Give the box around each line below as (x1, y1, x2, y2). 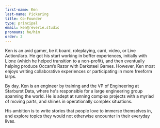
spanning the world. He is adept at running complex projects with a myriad (5, 93, 154, 99)
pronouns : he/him (5, 30, 40, 35)
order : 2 (5, 35, 23, 39)
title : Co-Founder (5, 16, 42, 21)
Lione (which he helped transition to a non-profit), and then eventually (5, 58, 145, 64)
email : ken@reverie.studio (5, 25, 60, 30)
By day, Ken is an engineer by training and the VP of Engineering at (5, 83, 139, 89)
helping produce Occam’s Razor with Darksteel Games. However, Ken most (5, 63, 155, 69)
